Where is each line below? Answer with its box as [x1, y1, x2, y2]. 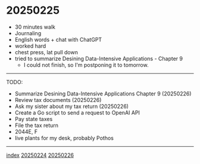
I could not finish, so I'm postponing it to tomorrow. [23, 61, 149, 69]
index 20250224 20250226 [6, 151, 74, 159]
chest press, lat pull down [14, 48, 79, 55]
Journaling [14, 29, 42, 36]
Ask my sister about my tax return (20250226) [14, 103, 129, 110]
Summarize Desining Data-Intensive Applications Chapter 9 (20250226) [14, 90, 192, 97]
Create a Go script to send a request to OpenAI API [14, 109, 140, 116]
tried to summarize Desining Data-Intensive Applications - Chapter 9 [14, 55, 183, 62]
